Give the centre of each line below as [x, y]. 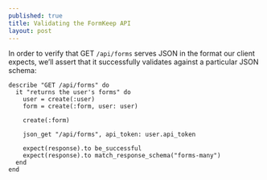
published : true [35, 16]
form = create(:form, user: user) [80, 106]
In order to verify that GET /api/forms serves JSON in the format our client [132, 54]
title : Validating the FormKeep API [70, 23]
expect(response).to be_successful [82, 149]
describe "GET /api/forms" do [59, 85]
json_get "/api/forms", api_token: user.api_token [109, 135]
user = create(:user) [59, 100]
